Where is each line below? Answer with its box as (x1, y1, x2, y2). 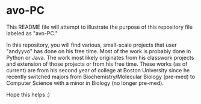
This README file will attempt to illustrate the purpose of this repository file (6, 23, 193, 30)
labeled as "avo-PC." (6, 29, 58, 36)
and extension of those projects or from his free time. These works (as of (6, 60, 188, 68)
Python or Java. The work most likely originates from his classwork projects (6, 54, 194, 61)
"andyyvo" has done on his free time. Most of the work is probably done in (6, 47, 191, 54)
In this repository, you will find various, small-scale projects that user (6, 41, 177, 48)
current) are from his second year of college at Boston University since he (6, 66, 190, 74)
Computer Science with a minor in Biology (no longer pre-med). (6, 79, 164, 87)
